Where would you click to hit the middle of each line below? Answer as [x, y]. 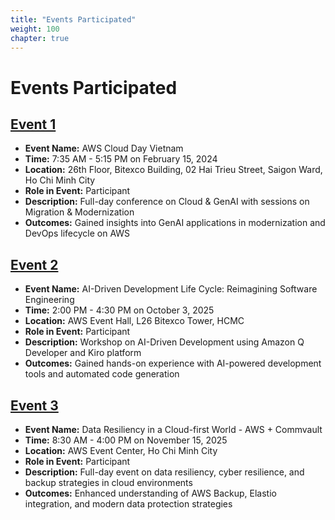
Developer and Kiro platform [83, 353]
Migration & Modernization [79, 212]
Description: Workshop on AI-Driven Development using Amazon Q [164, 342]
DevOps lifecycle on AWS [77, 233]
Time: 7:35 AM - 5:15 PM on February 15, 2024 [121, 159]
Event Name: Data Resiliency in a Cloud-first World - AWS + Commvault [173, 429]
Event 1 [33, 124]
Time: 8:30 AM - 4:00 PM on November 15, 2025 [126, 440]
